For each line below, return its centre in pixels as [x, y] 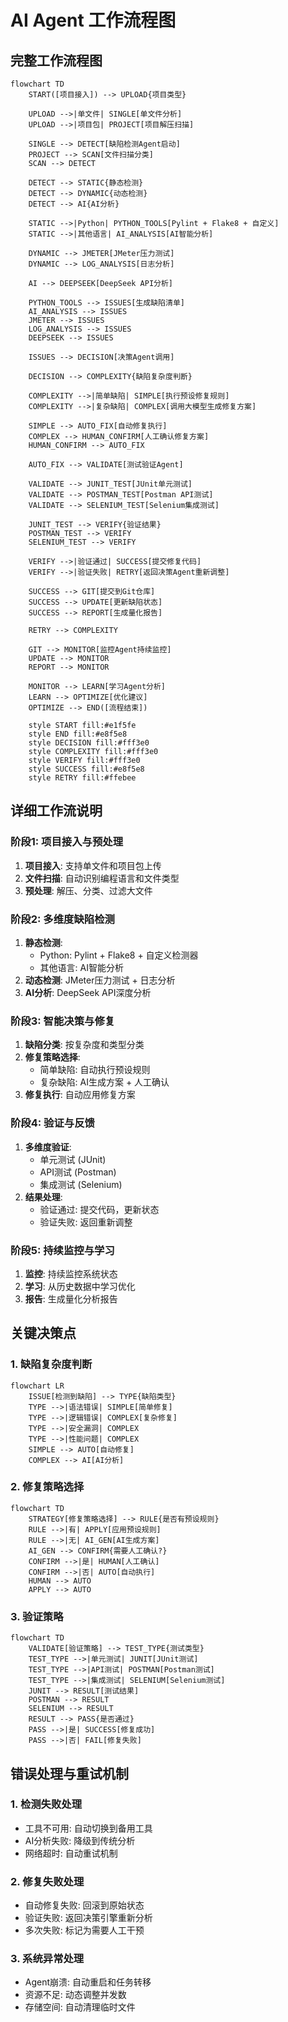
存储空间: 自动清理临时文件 [80, 2007]
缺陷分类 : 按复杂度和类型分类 [84, 1045]
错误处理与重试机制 [69, 1773]
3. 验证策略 [37, 1616]
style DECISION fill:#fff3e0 [89, 743]
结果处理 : [43, 1197]
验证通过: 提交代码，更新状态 [99, 1209]
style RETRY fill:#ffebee [82, 778]
